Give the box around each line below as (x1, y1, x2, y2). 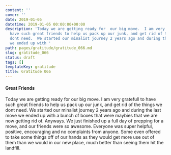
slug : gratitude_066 (5, 50, 49, 55)
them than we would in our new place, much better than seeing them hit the (5, 140, 164, 146)
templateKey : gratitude (5, 64, 56, 69)
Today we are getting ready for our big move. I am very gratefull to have (5, 96, 156, 102)
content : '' (5, 7, 31, 13)
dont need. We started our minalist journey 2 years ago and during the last (5, 107, 161, 113)
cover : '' (5, 12, 26, 17)
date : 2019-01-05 (5, 17, 42, 22)
